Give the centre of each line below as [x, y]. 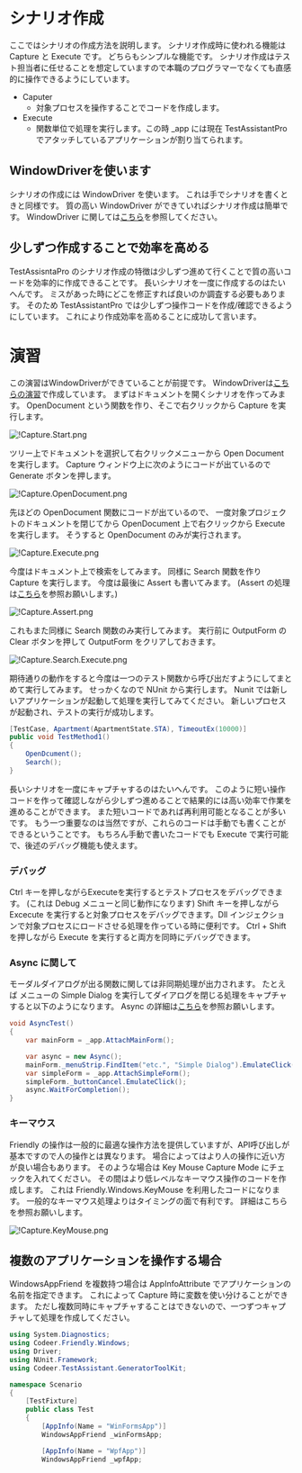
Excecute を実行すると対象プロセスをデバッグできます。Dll [119, 915]
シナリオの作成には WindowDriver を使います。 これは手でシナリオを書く [145, 194]
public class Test [60, 1410]
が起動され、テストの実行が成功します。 [84, 711]
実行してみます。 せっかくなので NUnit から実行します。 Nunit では [148, 689]
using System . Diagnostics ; [60, 1335]
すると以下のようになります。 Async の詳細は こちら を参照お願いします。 [145, 1007]
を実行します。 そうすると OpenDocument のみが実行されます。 [128, 534]
